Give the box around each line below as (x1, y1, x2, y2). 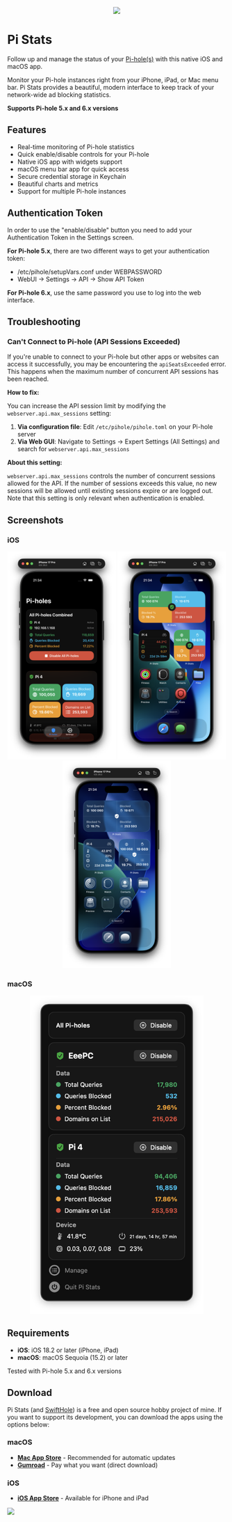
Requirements (7, 1327, 69, 1340)
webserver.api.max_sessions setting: (7, 409, 112, 418)
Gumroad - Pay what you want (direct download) (17, 1461, 158, 1469)
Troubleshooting (7, 315, 81, 327)
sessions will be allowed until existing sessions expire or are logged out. (7, 487, 213, 495)
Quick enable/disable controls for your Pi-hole (17, 150, 149, 158)
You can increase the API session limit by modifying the (7, 402, 167, 410)
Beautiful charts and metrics (17, 180, 99, 188)
